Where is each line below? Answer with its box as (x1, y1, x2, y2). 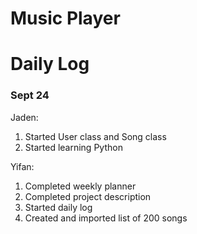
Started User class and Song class (24, 130, 167, 142)
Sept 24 (10, 88, 50, 102)
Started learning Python (24, 141, 123, 153)
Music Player (10, 7, 121, 30)
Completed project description (24, 190, 152, 202)
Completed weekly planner (24, 180, 137, 192)
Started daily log (24, 201, 93, 213)
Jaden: (10, 111, 39, 123)
